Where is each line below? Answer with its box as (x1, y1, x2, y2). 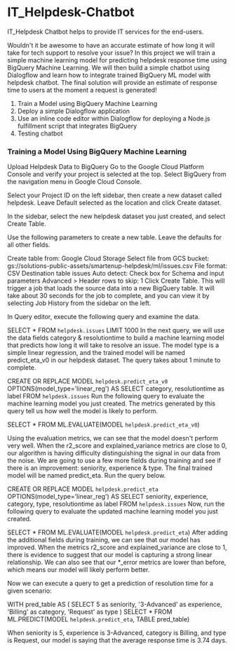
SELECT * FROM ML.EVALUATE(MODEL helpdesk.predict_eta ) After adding (7, 528, 228, 537)
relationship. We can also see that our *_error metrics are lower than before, (7, 558, 227, 567)
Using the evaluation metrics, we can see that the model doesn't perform (7, 434, 219, 443)
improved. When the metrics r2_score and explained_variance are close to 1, (7, 543, 227, 551)
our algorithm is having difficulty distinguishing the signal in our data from (7, 449, 221, 457)
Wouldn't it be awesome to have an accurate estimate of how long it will (7, 41, 215, 49)
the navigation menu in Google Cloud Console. (7, 177, 142, 186)
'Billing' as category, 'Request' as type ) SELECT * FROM (7, 608, 173, 616)
